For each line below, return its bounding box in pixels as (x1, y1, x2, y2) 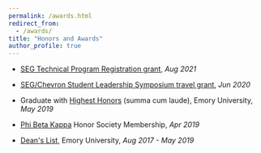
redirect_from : (8, 19, 60, 28)
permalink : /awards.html (8, 11, 92, 20)
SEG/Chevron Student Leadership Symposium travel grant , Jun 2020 (19, 80, 251, 90)
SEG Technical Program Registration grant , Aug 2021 (19, 64, 197, 74)
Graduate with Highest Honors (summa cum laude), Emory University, (19, 96, 254, 105)
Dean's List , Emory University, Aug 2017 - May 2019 (19, 135, 195, 146)
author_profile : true (8, 42, 82, 50)
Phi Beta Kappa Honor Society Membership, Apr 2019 (19, 120, 200, 130)
